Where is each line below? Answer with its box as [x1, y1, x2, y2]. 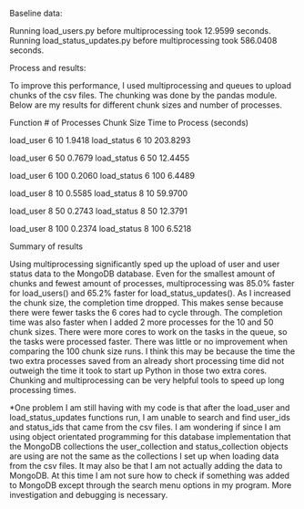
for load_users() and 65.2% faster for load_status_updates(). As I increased [9, 287, 291, 298]
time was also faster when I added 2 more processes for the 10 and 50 [9, 317, 274, 327]
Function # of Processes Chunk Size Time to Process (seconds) [9, 118, 248, 128]
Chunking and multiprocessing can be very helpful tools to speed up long [9, 375, 285, 386]
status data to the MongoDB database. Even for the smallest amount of [9, 268, 276, 279]
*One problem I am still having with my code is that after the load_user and [9, 402, 290, 413]
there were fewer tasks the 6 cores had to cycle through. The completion [9, 307, 283, 317]
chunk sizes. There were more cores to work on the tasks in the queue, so [9, 327, 288, 337]
